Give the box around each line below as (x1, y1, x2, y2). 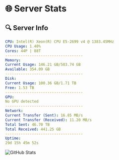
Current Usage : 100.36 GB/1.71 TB (5, 80, 77, 86)
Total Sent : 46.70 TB (5, 122, 50, 127)
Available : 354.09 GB (5, 67, 50, 72)
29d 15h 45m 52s (5, 141, 39, 146)
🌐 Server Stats (5, 3, 67, 14)
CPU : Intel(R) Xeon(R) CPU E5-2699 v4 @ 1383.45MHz (5, 39, 114, 44)
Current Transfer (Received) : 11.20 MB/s (5, 117, 92, 122)
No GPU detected (5, 99, 39, 104)
